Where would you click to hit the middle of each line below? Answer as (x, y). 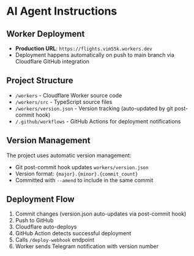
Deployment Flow (40, 199)
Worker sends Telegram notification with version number (87, 246)
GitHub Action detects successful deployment (73, 233)
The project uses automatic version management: (69, 155)
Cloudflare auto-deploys (46, 227)
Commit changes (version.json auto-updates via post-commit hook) (101, 214)
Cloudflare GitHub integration (52, 61)
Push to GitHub (34, 221)
